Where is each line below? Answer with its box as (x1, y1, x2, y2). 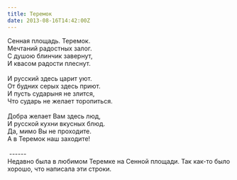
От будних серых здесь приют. (7, 81, 101, 90)
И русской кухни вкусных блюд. (7, 119, 106, 128)
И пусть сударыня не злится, (7, 89, 95, 98)
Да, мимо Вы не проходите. (7, 127, 92, 135)
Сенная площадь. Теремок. (7, 36, 91, 45)
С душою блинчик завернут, (7, 51, 93, 60)
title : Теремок (7, 10, 53, 18)
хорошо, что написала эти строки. (7, 164, 112, 173)
